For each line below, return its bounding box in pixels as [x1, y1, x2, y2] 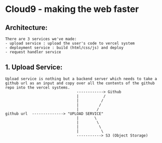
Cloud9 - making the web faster [5, 3, 139, 15]
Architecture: [5, 23, 48, 32]
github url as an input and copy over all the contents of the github [5, 81, 155, 86]
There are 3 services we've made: [5, 36, 77, 41]
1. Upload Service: [5, 63, 63, 72]
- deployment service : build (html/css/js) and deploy [5, 45, 124, 50]
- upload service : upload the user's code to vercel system [5, 41, 135, 46]
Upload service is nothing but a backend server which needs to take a [5, 76, 157, 81]
